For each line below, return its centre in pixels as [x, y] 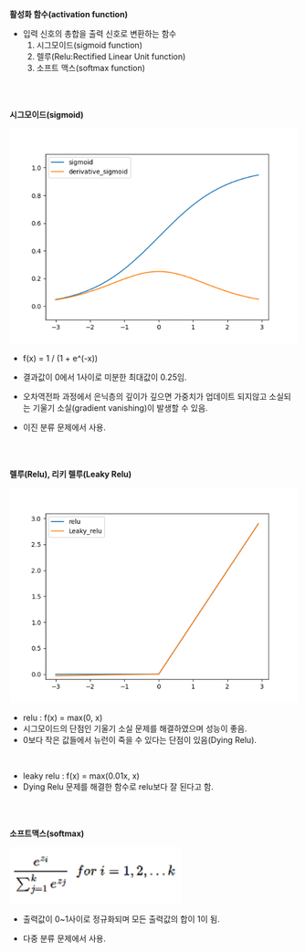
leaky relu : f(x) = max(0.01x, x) [81, 776]
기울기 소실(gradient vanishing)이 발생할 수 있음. [120, 408]
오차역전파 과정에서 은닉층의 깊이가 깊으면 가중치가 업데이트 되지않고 [145, 397]
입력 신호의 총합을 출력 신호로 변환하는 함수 [100, 34]
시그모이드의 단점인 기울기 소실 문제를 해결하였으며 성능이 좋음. [135, 728]
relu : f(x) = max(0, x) [63, 717]
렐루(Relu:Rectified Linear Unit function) [111, 57]
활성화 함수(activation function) [68, 14]
